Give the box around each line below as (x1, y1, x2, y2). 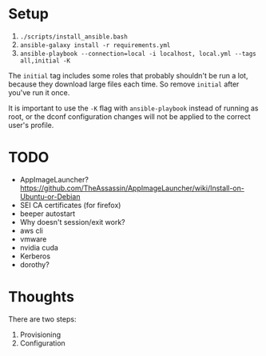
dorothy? (19, 259, 50, 269)
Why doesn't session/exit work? (19, 217, 125, 226)
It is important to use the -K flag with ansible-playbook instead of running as (8, 103, 259, 113)
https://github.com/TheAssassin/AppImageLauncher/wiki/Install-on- (19, 183, 245, 193)
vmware (19, 234, 47, 244)
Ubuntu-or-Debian (19, 191, 81, 201)
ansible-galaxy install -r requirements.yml (19, 41, 171, 49)
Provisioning (19, 330, 62, 339)
